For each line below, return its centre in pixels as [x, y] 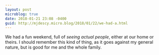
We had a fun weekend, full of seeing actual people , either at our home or [79, 37]
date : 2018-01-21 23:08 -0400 [36, 18]
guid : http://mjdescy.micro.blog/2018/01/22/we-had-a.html [67, 23]
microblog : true [22, 14]
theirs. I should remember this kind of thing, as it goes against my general [79, 42]
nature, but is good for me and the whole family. [53, 47]
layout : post [18, 9]
